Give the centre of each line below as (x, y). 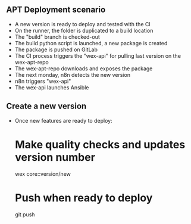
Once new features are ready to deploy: (63, 120)
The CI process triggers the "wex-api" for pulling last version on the (98, 55)
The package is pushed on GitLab (56, 49)
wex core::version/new (43, 174)
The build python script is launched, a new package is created (91, 43)
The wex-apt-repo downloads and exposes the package (84, 69)
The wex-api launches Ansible (52, 87)
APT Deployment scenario (56, 10)
